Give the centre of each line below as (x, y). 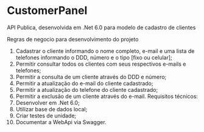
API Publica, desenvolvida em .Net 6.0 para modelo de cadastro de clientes (101, 27)
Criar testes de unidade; (46, 116)
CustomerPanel (47, 11)
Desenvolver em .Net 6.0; (47, 102)
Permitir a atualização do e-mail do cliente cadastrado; (84, 83)
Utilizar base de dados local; (51, 109)
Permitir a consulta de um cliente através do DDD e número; (91, 77)
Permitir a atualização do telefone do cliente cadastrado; (87, 89)
